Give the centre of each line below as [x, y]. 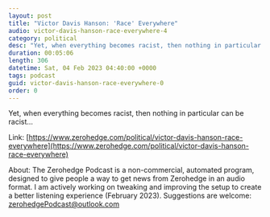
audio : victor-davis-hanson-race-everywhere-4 [88, 31]
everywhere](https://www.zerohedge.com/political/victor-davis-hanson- [129, 146]
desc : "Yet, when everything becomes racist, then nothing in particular [135, 46]
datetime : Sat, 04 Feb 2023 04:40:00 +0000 [83, 68]
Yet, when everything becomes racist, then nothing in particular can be [126, 113]
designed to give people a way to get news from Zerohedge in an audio [127, 178]
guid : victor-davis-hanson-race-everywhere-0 [86, 83]
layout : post [30, 16]
